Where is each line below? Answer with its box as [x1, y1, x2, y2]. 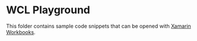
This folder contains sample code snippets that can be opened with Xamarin [6, 23, 192, 29]
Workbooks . [6, 28, 36, 35]
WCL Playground [6, 3, 90, 17]
